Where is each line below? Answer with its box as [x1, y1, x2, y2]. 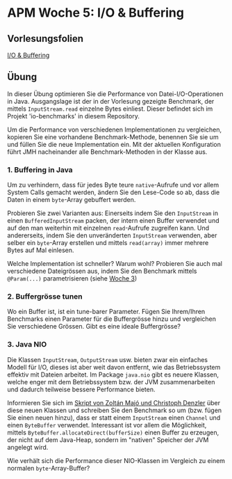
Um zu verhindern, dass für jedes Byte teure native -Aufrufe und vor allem [7, 181, 219, 189]
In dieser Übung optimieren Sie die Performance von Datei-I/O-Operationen [7, 89, 224, 98]
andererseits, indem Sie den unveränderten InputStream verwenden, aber [7, 231, 217, 239]
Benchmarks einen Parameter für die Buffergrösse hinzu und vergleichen [7, 315, 217, 323]
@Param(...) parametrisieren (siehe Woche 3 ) [7, 274, 138, 283]
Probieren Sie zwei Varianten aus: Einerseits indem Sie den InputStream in [7, 209, 219, 217]
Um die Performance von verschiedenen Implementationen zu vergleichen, [7, 125, 222, 134]
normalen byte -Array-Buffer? [7, 464, 90, 472]
